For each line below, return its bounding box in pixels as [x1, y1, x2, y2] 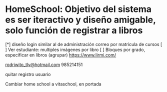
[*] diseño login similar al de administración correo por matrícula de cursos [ [5, 41, 162, 47]
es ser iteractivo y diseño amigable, [5, 14, 156, 25]
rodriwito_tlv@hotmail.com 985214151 [5, 61, 83, 67]
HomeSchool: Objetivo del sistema [5, 3, 151, 15]
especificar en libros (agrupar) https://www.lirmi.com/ [5, 51, 116, 58]
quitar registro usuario [5, 71, 51, 77]
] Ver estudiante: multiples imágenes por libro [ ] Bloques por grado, [5, 46, 145, 52]
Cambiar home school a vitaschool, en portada [5, 81, 101, 87]
